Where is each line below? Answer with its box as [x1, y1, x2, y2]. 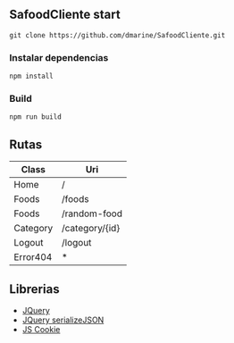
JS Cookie [21, 324, 61, 335]
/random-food [61, 207, 123, 220]
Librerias [9, 281, 60, 297]
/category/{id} [61, 222, 121, 235]
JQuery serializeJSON [21, 314, 104, 325]
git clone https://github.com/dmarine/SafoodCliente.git [9, 30, 226, 39]
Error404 [13, 251, 53, 264]
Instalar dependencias [9, 51, 109, 63]
